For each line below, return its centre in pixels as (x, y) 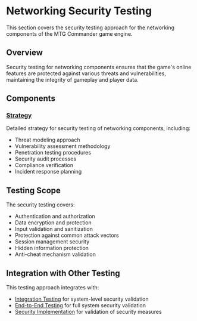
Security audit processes (45, 159)
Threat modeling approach (47, 140)
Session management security (52, 242)
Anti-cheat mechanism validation (55, 254)
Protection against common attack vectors (67, 235)
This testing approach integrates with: (53, 288)
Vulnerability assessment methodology (62, 146)
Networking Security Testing (79, 11)
